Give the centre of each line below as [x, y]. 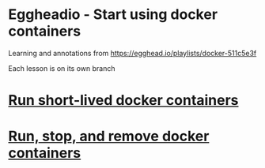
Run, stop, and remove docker [109, 136]
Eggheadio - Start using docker [113, 15]
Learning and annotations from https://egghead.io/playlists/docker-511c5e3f [132, 53]
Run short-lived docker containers [123, 101]
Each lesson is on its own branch [62, 68]
